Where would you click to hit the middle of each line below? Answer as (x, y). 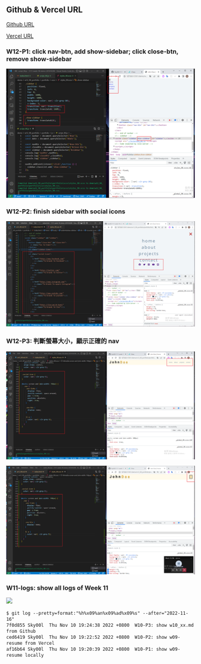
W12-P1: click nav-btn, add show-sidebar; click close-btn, (92, 52)
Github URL (20, 24)
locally (34, 656)
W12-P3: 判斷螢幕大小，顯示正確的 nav (63, 341)
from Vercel (40, 644)
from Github (21, 632)
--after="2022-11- (165, 614)
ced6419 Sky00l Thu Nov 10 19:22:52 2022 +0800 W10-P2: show (87, 638)
